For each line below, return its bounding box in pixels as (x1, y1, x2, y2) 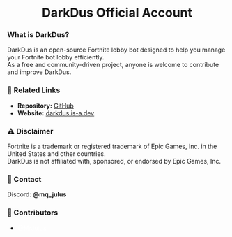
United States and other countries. (7, 150, 106, 158)
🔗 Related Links (7, 85, 61, 95)
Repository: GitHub (17, 101, 75, 110)
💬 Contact (7, 175, 42, 184)
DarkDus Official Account (41, 5, 193, 21)
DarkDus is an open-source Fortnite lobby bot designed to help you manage (7, 45, 226, 54)
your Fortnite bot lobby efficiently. (7, 53, 105, 62)
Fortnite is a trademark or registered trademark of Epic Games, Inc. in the (7, 142, 217, 151)
